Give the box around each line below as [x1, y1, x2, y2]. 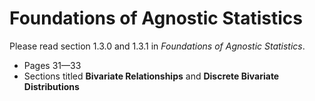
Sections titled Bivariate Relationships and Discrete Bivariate [23, 70, 280, 82]
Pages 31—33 [23, 59, 82, 71]
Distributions [23, 80, 80, 92]
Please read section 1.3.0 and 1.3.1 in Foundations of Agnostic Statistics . [9, 40, 306, 52]
